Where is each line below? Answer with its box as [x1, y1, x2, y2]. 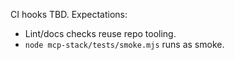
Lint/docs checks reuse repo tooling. [24, 28, 177, 39]
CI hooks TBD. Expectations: [10, 9, 128, 20]
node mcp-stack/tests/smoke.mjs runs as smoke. [24, 39, 225, 50]
